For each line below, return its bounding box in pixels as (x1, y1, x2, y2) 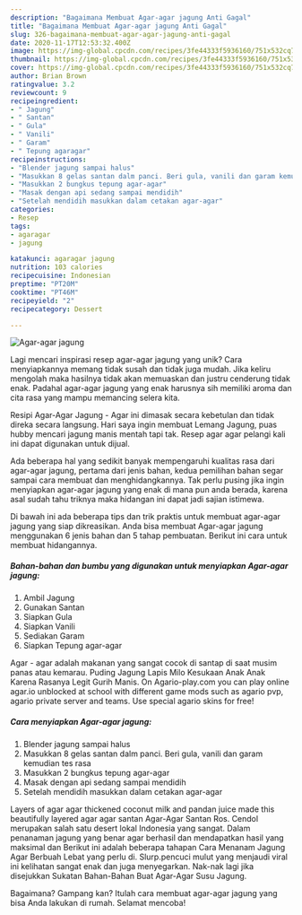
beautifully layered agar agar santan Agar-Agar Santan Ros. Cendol (10, 814, 259, 824)
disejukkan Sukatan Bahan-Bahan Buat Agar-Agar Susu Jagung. (10, 871, 247, 882)
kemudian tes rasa (22, 758, 92, 769)
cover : (10, 64, 35, 73)
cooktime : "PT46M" (10, 288, 79, 297)
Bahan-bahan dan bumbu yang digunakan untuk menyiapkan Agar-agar (10, 560, 289, 571)
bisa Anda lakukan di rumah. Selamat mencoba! (10, 898, 186, 909)
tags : (10, 222, 30, 231)
